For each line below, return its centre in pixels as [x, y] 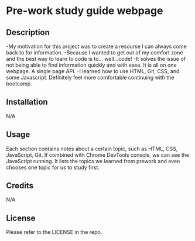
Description [28, 32]
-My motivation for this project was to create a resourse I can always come [97, 46]
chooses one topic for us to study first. [53, 167]
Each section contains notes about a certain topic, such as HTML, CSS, [92, 149]
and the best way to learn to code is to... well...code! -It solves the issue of [96, 59]
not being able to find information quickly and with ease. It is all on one [91, 65]
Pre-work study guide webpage [85, 11]
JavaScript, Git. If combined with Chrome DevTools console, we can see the [97, 155]
